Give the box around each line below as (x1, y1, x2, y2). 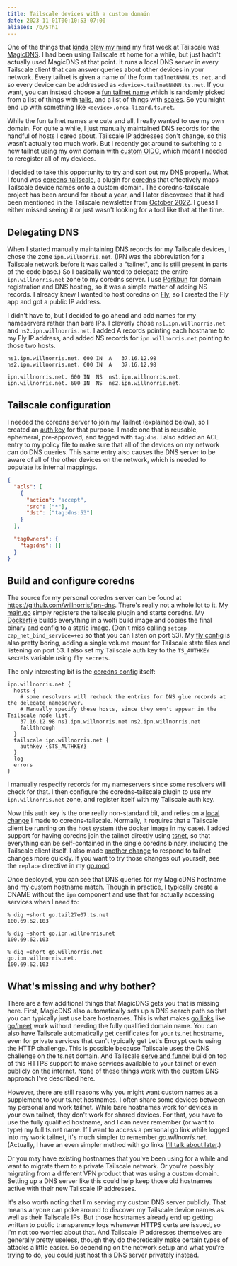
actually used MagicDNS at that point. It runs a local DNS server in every (7, 58, 219, 67)
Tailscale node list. (7, 712, 71, 719)
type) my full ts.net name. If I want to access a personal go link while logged (7, 1126, 229, 1134)
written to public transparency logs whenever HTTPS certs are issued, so (7, 1221, 221, 1229)
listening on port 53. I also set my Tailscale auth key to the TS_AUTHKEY (7, 646, 210, 655)
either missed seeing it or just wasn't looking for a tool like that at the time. (7, 206, 224, 214)
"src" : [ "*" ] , (25, 503, 69, 510)
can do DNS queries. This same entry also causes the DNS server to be (7, 448, 216, 456)
